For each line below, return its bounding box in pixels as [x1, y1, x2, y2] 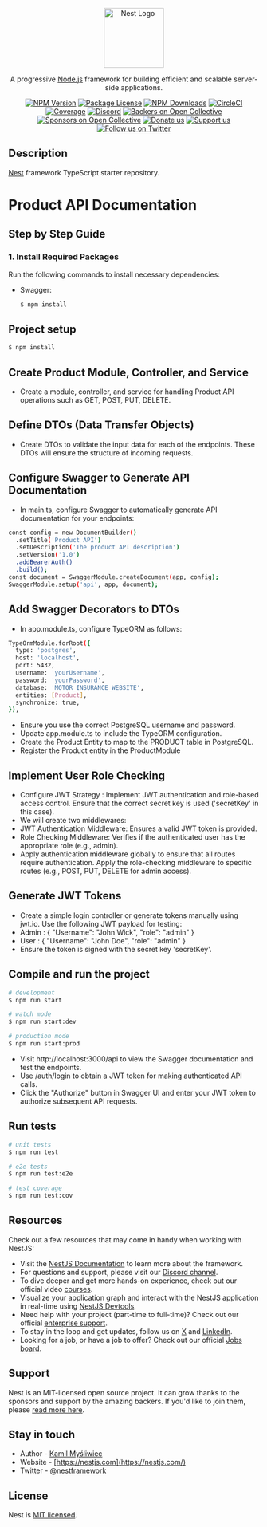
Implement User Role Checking [8, 769, 166, 782]
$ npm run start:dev [8, 1017, 77, 1026]
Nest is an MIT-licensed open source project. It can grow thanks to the [8, 1387, 240, 1397]
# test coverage [8, 1184, 62, 1192]
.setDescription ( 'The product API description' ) [15, 543, 180, 552]
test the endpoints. [19, 1062, 82, 1072]
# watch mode [8, 1010, 52, 1018]
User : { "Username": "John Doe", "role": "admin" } [19, 935, 186, 945]
